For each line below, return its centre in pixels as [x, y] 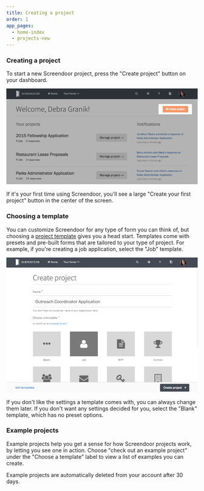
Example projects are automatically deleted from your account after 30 [95, 475]
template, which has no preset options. [55, 415]
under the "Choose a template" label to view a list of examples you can [95, 456]
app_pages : [20, 26]
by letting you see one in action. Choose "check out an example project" [97, 450]
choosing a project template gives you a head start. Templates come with [98, 236]
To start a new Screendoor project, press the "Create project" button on [96, 74]
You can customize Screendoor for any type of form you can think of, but [98, 229]
